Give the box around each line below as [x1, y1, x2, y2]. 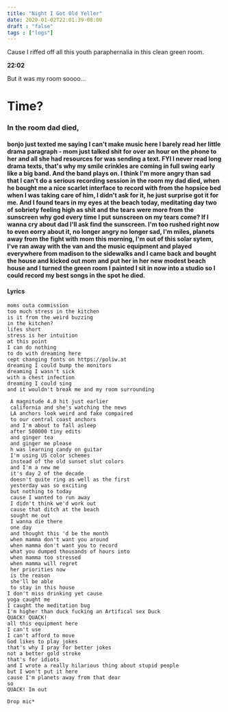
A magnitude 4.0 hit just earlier [10, 399, 109, 405]
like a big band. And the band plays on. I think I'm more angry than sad [7, 169, 211, 177]
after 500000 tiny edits [10, 428, 81, 436]
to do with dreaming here [7, 351, 81, 357]
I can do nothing [7, 344, 57, 351]
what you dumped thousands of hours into [10, 548, 130, 556]
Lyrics [7, 287, 25, 295]
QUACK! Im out [7, 687, 48, 693]
